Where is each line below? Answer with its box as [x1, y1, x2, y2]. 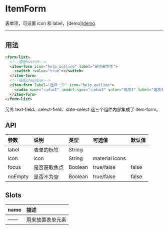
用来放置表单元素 [26, 216, 66, 223]
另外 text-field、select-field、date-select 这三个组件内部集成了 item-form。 [5, 106, 161, 112]
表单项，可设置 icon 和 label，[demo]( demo [5, 20, 95, 26]
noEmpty [7, 173, 29, 180]
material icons [92, 155, 126, 162]
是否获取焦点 [33, 164, 64, 171]
